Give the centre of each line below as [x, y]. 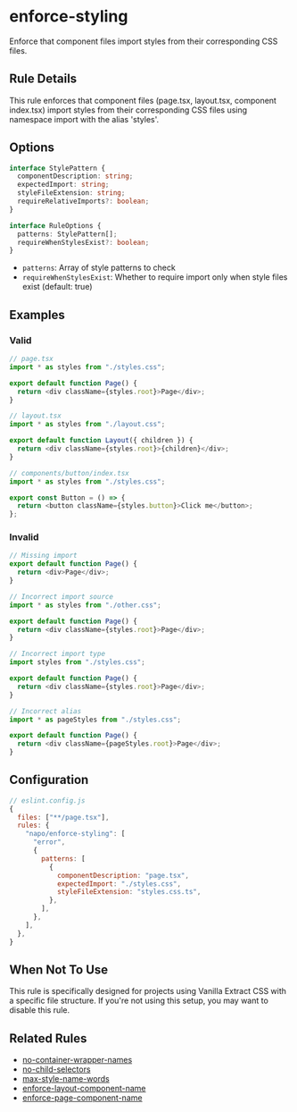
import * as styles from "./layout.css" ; [87, 425]
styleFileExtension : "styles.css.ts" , [129, 892]
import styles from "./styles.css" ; [77, 662]
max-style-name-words [66, 1079]
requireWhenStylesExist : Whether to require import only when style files [155, 277]
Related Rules [48, 1038]
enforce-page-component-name [82, 1098]
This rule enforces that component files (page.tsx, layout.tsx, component [143, 100]
